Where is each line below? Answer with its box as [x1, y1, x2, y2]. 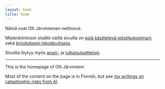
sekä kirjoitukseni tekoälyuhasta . [5, 40, 71, 46]
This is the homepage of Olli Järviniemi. [5, 63, 85, 69]
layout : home [5, 7, 32, 12]
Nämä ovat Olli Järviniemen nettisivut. [5, 25, 82, 31]
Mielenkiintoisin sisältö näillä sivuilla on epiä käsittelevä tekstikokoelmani [5, 35, 152, 41]
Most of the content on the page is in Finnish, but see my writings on [5, 73, 144, 79]
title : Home [5, 12, 29, 17]
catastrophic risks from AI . [5, 78, 59, 84]
